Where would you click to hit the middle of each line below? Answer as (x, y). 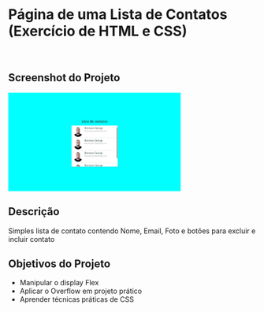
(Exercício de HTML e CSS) (98, 31)
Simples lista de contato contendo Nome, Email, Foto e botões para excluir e (132, 231)
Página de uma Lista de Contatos (118, 15)
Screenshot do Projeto (64, 78)
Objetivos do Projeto (59, 264)
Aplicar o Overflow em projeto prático (81, 291)
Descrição (34, 212)
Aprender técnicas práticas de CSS (76, 299)
